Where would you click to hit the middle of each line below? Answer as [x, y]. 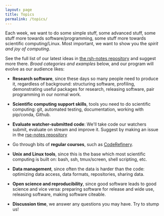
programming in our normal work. [47, 94]
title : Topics [20, 14]
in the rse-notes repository [40, 135]
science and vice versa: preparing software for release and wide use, [83, 189]
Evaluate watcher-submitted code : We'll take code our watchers [79, 124]
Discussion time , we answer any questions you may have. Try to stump [86, 204]
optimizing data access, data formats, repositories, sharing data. [78, 174]
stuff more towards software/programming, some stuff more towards [76, 38]
